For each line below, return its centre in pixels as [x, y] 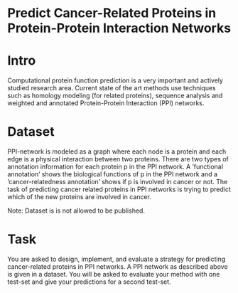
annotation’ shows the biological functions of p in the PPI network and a [113, 174]
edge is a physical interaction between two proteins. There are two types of [118, 159]
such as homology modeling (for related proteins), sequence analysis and [115, 96]
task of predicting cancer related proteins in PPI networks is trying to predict [119, 189]
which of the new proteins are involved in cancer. [79, 197]
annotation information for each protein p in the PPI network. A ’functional [115, 167]
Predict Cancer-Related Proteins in [112, 13]
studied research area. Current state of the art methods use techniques [112, 88]
